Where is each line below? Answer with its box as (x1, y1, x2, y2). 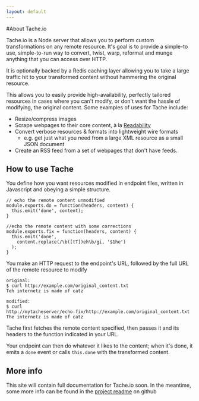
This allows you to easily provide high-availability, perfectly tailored (6, 91, 171, 98)
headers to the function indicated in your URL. (6, 331, 119, 338)
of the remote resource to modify (6, 266, 87, 273)
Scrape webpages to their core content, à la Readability (14, 121, 151, 128)
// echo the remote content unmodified (6, 197, 105, 204)
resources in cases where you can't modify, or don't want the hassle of (6, 97, 181, 105)
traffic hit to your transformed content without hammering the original (6, 73, 176, 80)
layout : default (6, 8, 46, 15)
